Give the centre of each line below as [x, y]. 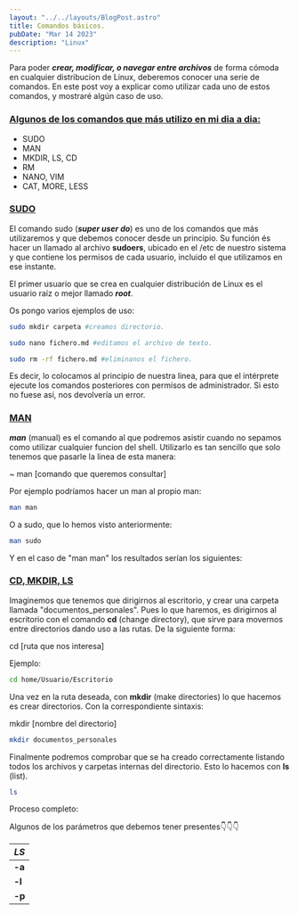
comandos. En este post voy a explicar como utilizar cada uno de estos [140, 86]
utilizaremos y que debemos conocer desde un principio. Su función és [140, 238]
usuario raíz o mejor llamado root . [71, 293]
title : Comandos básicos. [57, 26]
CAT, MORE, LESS [55, 186]
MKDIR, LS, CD [49, 158]
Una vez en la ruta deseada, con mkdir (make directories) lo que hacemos [145, 696]
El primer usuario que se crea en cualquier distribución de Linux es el [136, 284]
